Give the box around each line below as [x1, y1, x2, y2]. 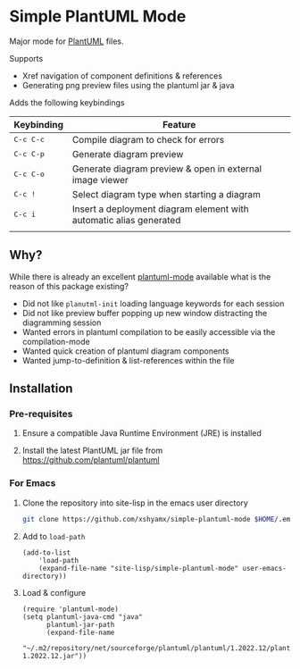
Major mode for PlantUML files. [9, 36, 124, 46]
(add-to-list [21, 548, 71, 557]
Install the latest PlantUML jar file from [21, 445, 163, 456]
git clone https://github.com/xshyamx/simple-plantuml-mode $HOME [21, 514, 275, 523]
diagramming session [21, 317, 102, 328]
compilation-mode [21, 336, 91, 347]
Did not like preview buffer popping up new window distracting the [21, 307, 268, 318]
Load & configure [21, 587, 87, 598]
